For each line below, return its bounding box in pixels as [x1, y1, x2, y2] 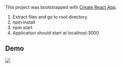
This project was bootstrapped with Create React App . [5, 4, 117, 10]
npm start [12, 24, 32, 30]
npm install [12, 19, 35, 25]
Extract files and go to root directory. [12, 14, 88, 19]
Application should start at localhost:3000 [12, 30, 99, 35]
